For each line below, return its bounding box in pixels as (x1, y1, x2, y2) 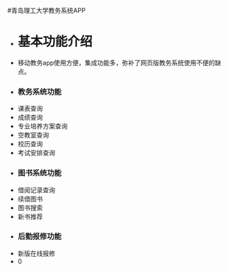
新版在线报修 (17, 249, 55, 258)
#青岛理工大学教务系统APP (7, 6, 86, 14)
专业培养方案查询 (17, 122, 68, 131)
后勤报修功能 (17, 231, 62, 241)
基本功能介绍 (17, 34, 93, 50)
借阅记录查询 (17, 185, 55, 194)
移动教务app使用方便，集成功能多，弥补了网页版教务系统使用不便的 (17, 58, 215, 67)
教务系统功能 (17, 87, 62, 96)
